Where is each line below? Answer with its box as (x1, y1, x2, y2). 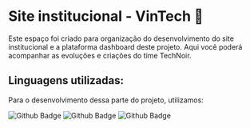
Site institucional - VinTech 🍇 (8, 7, 204, 26)
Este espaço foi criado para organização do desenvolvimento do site (8, 34, 234, 43)
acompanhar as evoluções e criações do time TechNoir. (8, 50, 192, 60)
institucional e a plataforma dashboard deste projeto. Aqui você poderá (8, 42, 243, 51)
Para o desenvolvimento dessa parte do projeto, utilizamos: (8, 95, 204, 105)
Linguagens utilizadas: (8, 74, 125, 87)
